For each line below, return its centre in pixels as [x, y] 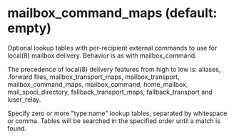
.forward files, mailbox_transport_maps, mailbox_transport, [93, 77]
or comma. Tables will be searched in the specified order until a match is [114, 121]
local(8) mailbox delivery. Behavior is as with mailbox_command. [102, 55]
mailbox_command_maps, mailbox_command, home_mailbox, [98, 84]
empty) [30, 28]
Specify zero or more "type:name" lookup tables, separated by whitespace [117, 113]
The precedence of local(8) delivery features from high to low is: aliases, [114, 69]
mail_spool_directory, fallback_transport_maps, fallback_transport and [110, 92]
